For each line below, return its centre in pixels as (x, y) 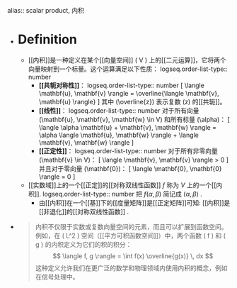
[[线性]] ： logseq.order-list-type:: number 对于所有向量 (119, 110)
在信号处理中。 (57, 277)
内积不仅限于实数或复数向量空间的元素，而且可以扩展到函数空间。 (131, 226)
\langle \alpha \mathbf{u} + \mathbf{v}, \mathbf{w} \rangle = (128, 127)
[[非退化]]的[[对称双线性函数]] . (84, 211)
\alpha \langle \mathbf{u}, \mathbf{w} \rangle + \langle (119, 135)
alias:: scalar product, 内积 (46, 10)
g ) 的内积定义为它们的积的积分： (83, 244)
